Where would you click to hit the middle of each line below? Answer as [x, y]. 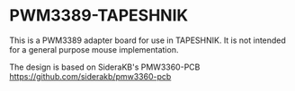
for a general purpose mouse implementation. [94, 49]
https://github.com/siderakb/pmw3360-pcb [90, 76]
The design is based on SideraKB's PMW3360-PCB [105, 67]
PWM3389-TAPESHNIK [99, 16]
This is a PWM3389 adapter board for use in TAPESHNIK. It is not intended [147, 40]
